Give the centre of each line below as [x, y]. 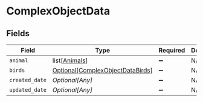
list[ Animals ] [70, 60]
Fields [18, 33]
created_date [28, 80]
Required [172, 50]
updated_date [28, 90]
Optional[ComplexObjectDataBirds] [102, 70]
